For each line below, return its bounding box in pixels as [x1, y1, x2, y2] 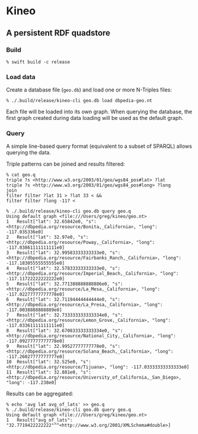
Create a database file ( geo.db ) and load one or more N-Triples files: [6, 86, 173, 93]
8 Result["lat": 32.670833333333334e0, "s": [6, 328, 123, 334]
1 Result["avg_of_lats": [6, 417, 73, 423]
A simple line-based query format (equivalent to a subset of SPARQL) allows [6, 142, 193, 150]
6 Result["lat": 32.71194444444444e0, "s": [6, 297, 120, 303]
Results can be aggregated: [6, 390, 74, 397]
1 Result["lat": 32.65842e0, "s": [6, 218, 97, 225]
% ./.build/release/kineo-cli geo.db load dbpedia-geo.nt [6, 98, 152, 104]
